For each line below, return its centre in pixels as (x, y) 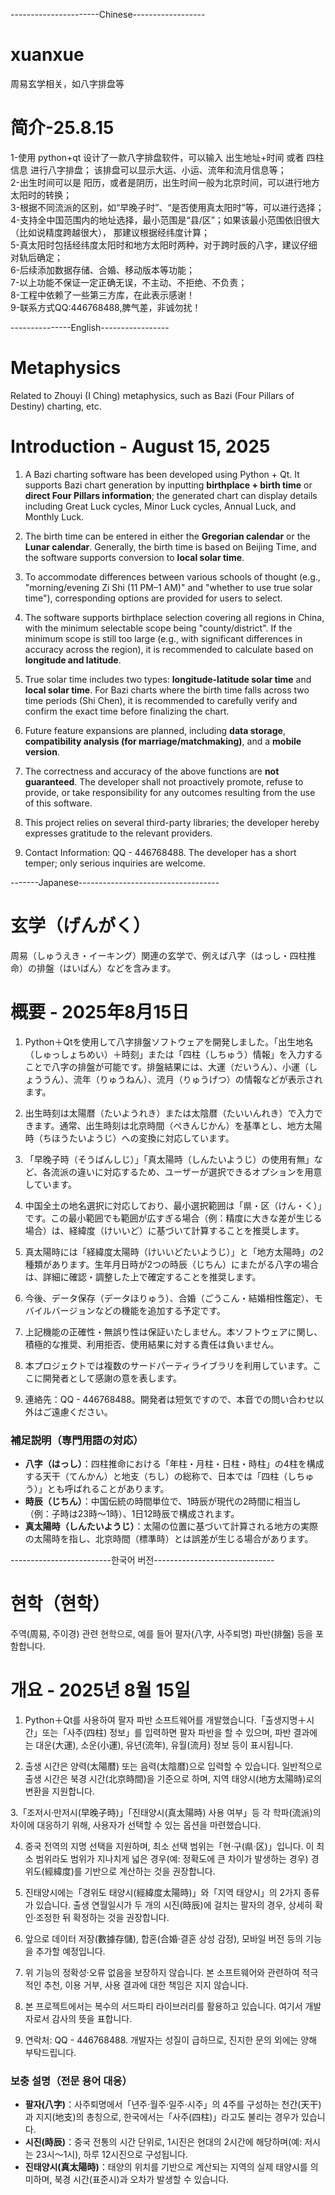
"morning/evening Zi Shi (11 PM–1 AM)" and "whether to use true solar (168, 587)
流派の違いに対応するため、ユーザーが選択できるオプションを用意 (187, 1171)
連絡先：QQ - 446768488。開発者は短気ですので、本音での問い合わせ (170, 1399)
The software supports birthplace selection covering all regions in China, (174, 617)
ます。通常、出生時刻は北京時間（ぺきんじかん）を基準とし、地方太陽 (178, 1125)
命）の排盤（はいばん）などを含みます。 (93, 968)
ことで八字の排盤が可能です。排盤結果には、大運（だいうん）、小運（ (166, 1066)
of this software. (58, 803)
